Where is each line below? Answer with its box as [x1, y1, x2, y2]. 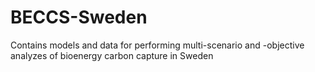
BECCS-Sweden [10, 6, 148, 29]
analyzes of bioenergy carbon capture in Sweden [10, 49, 214, 61]
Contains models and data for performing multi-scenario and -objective [10, 39, 305, 51]
